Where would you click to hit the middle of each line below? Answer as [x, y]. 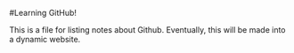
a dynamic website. [45, 39]
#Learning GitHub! [43, 13]
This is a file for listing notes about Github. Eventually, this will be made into [148, 30]
